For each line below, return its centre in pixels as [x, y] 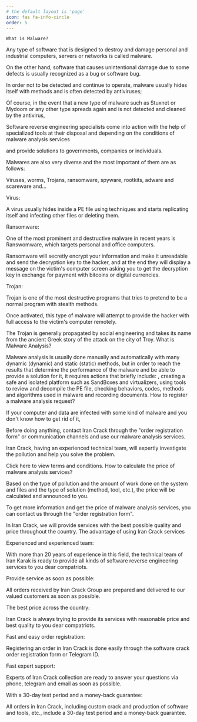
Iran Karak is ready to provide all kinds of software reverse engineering [92, 561]
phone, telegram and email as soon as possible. [64, 684]
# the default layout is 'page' [46, 12]
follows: [16, 168]
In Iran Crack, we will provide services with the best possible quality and [94, 525]
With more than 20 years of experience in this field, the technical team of [95, 554]
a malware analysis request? [41, 401]
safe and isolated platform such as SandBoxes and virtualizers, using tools [96, 382]
